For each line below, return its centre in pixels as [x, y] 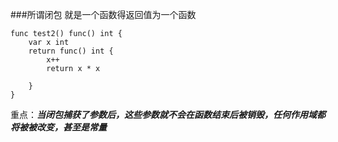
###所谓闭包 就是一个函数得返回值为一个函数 [103, 14]
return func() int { [71, 51]
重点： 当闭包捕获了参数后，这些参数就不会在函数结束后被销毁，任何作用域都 [168, 114]
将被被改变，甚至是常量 [58, 127]
